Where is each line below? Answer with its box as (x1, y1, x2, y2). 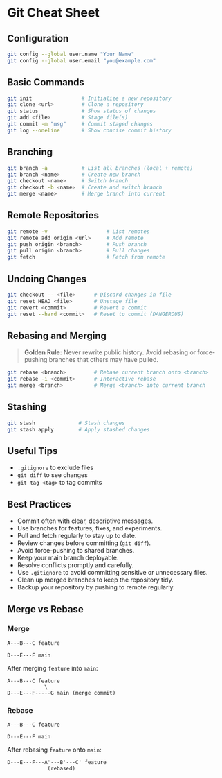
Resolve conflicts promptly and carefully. (17, 561, 134, 569)
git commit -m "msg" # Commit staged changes (7, 121, 154, 128)
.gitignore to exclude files (17, 463, 94, 472)
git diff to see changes (17, 471, 88, 479)
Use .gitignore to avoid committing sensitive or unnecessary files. (17, 569, 208, 577)
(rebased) (47, 765, 76, 772)
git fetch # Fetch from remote (7, 254, 166, 261)
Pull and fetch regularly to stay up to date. (17, 532, 137, 540)
